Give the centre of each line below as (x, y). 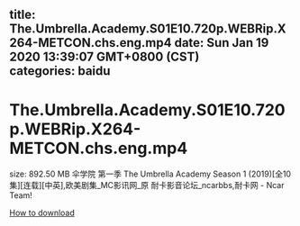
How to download (42, 213)
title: (23, 15)
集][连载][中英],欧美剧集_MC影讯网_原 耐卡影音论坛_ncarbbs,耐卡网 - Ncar (147, 185)
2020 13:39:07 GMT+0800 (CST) (105, 57)
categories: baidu (60, 71)
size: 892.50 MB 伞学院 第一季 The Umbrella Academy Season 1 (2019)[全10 (150, 174)
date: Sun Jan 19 (222, 43)
